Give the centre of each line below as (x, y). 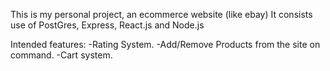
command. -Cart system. (61, 55)
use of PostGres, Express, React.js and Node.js (107, 25)
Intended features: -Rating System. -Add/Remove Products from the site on (165, 44)
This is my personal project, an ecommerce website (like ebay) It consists (161, 14)
